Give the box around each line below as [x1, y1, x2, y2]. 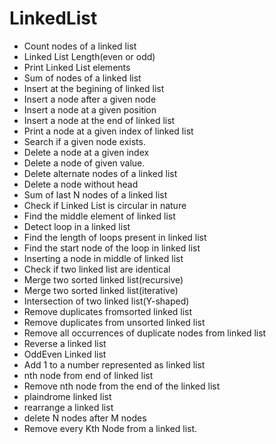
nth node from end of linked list [23, 369, 154, 381]
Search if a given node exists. [23, 135, 146, 147]
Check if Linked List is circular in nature [23, 199, 187, 211]
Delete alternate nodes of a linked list [23, 167, 178, 179]
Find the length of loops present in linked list [23, 231, 207, 243]
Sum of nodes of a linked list [23, 72, 142, 84]
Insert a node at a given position [23, 103, 157, 116]
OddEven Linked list [23, 348, 107, 360]
